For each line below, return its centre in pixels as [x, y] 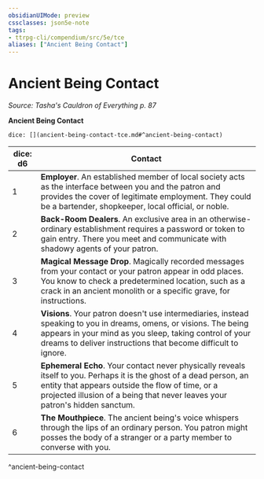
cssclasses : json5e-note [49, 23]
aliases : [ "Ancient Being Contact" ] [68, 45]
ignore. [53, 353]
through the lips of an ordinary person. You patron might [144, 428]
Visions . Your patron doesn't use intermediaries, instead [145, 314]
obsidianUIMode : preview [49, 15]
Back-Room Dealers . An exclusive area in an [124, 219]
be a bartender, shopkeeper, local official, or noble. [135, 207]
